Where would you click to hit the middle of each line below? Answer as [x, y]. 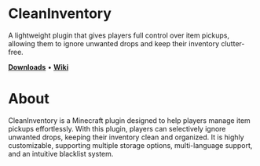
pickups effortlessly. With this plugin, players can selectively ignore [117, 128]
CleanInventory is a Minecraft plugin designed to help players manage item [130, 120]
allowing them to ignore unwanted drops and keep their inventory [114, 43]
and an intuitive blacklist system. [61, 153]
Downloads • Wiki [38, 67]
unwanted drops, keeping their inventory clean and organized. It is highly [126, 137]
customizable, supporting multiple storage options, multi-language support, [130, 145]
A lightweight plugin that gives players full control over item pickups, [119, 35]
